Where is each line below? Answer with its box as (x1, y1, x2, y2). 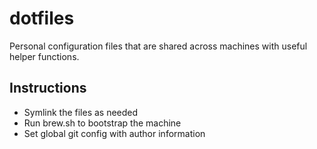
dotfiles (9, 7, 75, 30)
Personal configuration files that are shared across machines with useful (9, 40, 308, 52)
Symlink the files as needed (23, 106, 139, 118)
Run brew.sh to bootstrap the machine (23, 117, 182, 129)
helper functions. (9, 50, 80, 62)
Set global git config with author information (23, 127, 206, 139)
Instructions (9, 80, 87, 97)
